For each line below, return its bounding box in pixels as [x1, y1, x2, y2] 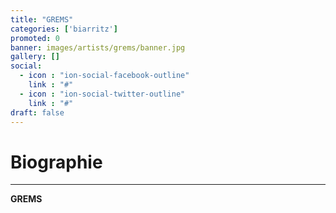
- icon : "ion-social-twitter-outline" [19, 89, 186, 99]
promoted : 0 [10, 33, 60, 43]
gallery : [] [10, 52, 60, 62]
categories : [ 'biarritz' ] [10, 24, 118, 34]
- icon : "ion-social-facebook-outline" [19, 71, 190, 81]
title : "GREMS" [10, 14, 74, 25]
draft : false [10, 107, 65, 118]
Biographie [10, 151, 103, 173]
